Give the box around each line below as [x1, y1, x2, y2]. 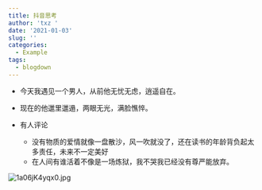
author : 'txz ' [8, 19, 59, 27]
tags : [8, 56, 26, 64]
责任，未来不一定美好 [38, 146, 109, 156]
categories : [8, 41, 48, 49]
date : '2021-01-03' [8, 26, 73, 34]
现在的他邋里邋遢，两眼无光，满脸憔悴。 [19, 103, 152, 112]
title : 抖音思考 [8, 11, 57, 20]
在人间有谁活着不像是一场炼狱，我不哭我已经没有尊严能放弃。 [31, 157, 234, 166]
